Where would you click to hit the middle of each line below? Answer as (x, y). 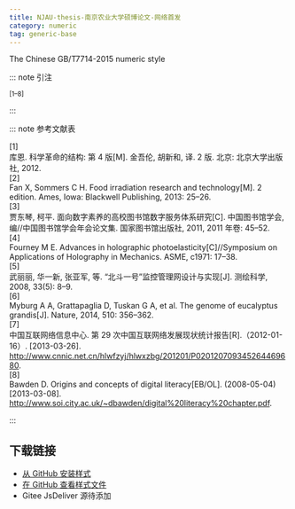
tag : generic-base (43, 34)
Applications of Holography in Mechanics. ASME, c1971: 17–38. (123, 257)
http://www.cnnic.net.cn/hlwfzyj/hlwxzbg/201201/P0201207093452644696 (147, 356)
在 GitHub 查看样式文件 (64, 485)
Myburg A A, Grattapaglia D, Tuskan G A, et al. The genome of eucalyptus (144, 306)
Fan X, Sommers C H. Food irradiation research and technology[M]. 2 (136, 188)
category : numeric (43, 26)
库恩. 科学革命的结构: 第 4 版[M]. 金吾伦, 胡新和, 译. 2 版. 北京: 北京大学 (139, 157)
